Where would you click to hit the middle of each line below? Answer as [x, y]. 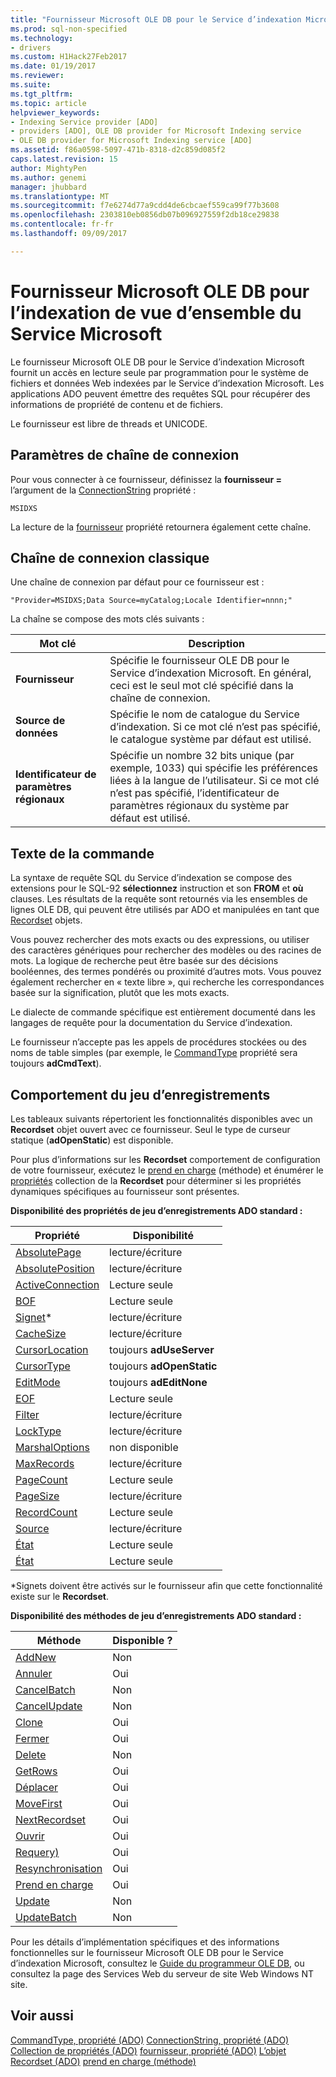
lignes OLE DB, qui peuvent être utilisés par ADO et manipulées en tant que [165, 910]
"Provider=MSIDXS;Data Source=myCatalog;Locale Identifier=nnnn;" [151, 601]
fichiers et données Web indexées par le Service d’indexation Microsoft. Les [167, 383]
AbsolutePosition [55, 1268]
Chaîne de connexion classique [110, 557]
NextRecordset [50, 1819]
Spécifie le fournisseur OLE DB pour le [199, 661]
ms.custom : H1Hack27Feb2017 [69, 57]
